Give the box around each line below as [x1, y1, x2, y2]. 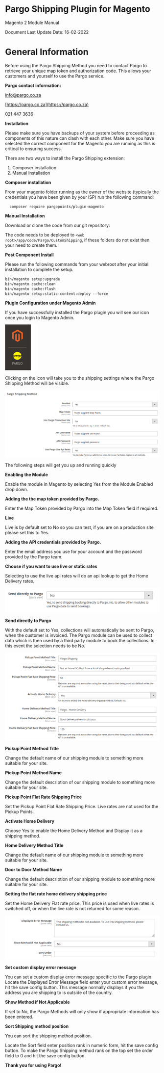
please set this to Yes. [5, 529, 50, 535]
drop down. [5, 486, 28, 492]
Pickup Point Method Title [5, 745, 59, 751]
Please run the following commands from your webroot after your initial [5, 261, 149, 267]
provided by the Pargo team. [5, 553, 63, 560]
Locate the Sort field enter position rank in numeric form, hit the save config [5, 1043, 158, 1048]
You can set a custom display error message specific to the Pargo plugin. [5, 974, 153, 980]
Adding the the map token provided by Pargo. [5, 496, 99, 501]
